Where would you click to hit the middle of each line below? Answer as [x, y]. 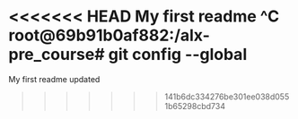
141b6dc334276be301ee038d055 [227, 97]
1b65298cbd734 [195, 106]
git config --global [178, 55]
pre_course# [57, 55]
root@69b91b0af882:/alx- [109, 35]
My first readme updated [54, 79]
